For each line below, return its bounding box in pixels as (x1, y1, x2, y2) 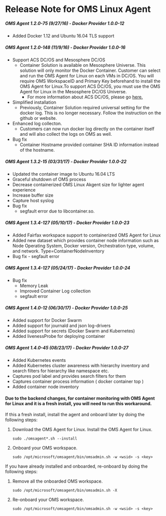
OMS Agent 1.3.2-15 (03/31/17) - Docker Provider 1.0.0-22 (5, 158, 127, 164)
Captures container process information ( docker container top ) (12, 378, 144, 384)
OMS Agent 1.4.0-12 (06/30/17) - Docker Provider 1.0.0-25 (5, 304, 128, 310)
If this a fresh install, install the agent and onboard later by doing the (5, 412, 145, 418)
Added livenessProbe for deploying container (12, 333, 105, 339)
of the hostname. (19, 147, 55, 153)
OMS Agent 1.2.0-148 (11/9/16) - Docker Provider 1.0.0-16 (5, 44, 126, 50)
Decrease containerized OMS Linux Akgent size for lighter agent (12, 182, 144, 188)
